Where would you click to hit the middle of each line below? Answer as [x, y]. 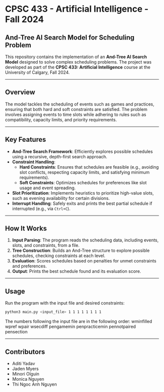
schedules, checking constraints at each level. [59, 256]
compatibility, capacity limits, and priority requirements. [61, 120]
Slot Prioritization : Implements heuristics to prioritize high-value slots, [83, 193]
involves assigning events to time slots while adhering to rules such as [76, 114]
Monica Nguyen [28, 379]
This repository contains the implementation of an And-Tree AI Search [76, 57]
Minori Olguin [26, 374]
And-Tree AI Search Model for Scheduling [70, 37]
